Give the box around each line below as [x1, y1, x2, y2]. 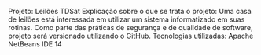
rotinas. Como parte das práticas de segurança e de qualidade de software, [8, 23, 253, 32]
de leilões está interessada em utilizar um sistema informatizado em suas [8, 15, 245, 24]
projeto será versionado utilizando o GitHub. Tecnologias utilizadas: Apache [8, 31, 254, 40]
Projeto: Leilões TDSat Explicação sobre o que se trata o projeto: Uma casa [8, 7, 252, 15]
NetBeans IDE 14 [8, 40, 63, 49]
